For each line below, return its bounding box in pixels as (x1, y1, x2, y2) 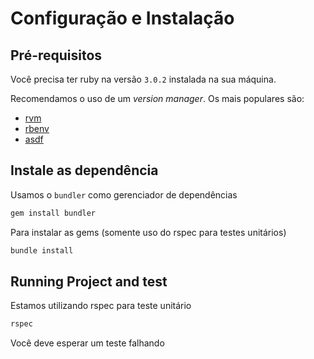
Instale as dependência (10, 162, 159, 179)
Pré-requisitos (10, 47, 103, 64)
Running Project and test (10, 273, 168, 290)
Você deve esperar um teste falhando (10, 337, 165, 349)
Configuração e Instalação (10, 7, 235, 30)
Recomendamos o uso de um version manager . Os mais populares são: (10, 93, 305, 104)
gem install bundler (10, 208, 97, 218)
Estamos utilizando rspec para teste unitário (10, 300, 192, 312)
